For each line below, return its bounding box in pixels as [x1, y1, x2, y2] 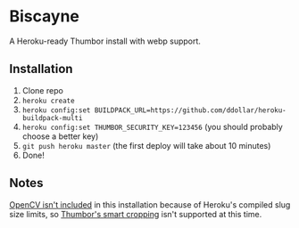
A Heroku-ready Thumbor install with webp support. [9, 36, 201, 46]
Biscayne [9, 6, 80, 27]
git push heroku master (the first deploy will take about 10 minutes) [21, 140, 271, 151]
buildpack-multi [21, 113, 83, 122]
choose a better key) [21, 131, 99, 142]
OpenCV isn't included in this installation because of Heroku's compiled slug [9, 199, 291, 210]
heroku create [21, 96, 75, 105]
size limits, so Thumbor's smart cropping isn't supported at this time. [9, 208, 262, 219]
